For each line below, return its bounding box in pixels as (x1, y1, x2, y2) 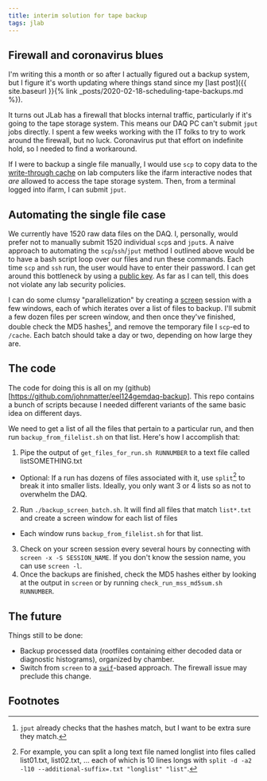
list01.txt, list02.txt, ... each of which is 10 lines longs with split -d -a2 (19, 755, 252, 764)
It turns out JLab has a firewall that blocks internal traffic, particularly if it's (8, 111, 252, 120)
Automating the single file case (8, 208, 166, 221)
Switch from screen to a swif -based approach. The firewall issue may (19, 663, 248, 673)
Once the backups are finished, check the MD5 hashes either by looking (19, 569, 257, 579)
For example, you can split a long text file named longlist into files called (19, 747, 256, 756)
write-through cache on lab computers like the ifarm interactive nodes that (8, 168, 253, 177)
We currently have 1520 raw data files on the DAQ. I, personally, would (8, 229, 238, 239)
